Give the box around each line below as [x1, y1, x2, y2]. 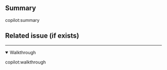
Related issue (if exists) [5, 32, 80, 40]
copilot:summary [5, 17, 40, 23]
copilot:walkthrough [5, 59, 46, 65]
